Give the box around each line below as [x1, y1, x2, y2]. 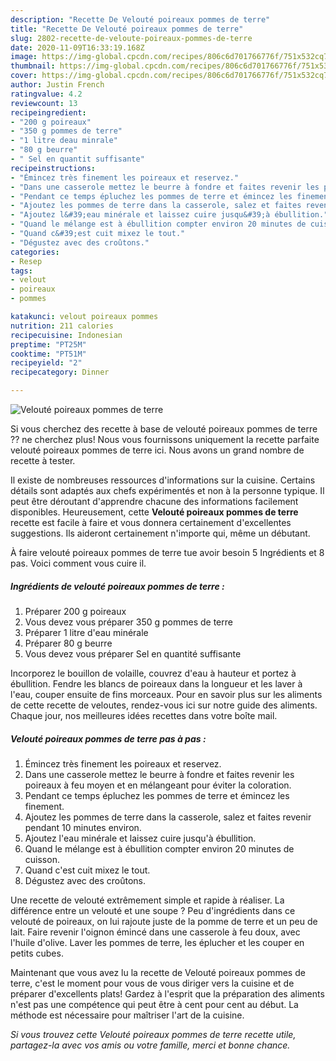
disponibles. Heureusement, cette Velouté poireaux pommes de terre [10, 506, 299, 518]
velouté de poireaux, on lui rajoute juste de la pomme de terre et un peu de [10, 915, 318, 927]
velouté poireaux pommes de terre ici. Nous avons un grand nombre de [10, 444, 305, 456]
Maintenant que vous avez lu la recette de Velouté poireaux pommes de [10, 966, 306, 978]
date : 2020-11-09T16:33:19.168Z [10, 42, 145, 53]
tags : [10, 266, 33, 276]
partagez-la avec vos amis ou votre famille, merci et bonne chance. [10, 1039, 291, 1051]
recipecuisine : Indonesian [10, 330, 123, 340]
